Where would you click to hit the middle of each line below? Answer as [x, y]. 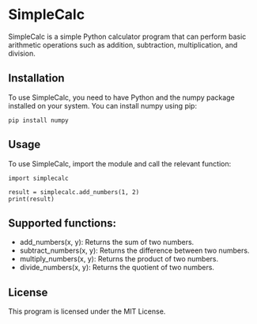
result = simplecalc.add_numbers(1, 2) [74, 192]
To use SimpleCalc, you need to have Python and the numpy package [121, 97]
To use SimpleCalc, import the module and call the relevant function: [120, 163]
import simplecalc [38, 178]
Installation [36, 78]
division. [22, 53]
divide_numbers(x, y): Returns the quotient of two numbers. [117, 268]
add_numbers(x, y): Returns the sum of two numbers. [107, 242]
